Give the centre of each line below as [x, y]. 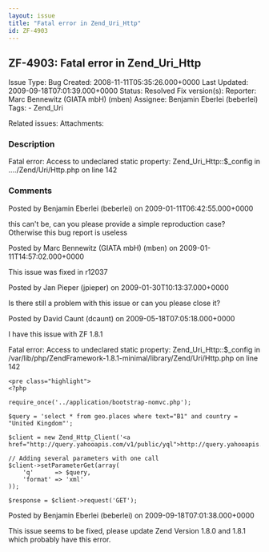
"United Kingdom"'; [41, 423]
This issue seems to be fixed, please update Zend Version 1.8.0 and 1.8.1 [127, 530]
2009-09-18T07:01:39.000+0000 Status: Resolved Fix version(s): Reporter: [132, 91]
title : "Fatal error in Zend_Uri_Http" [75, 23]
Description [32, 144]
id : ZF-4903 [28, 30]
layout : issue [32, 16]
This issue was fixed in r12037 [58, 272]
